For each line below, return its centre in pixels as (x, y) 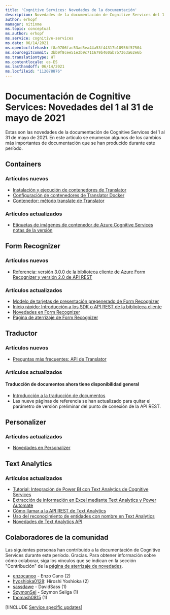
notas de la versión (32, 230)
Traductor (21, 333)
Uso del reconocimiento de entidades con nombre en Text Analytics (83, 516)
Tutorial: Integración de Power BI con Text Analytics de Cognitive (80, 489)
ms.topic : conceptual (28, 29)
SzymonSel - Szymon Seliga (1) (45, 592)
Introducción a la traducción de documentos (59, 395)
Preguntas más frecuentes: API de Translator (59, 359)
